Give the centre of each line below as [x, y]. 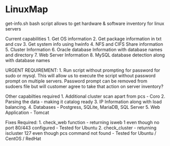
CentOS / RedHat [23, 138]
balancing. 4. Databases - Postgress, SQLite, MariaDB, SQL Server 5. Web [83, 107]
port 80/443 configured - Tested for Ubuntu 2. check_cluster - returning [81, 128]
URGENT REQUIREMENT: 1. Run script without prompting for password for [83, 70]
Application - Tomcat [27, 112]
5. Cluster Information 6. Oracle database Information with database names [84, 49]
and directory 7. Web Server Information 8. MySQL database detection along [85, 55]
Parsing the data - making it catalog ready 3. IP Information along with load [83, 101]
